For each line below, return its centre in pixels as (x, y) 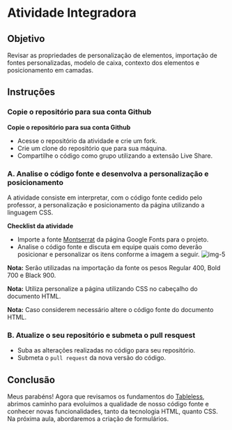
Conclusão (31, 379)
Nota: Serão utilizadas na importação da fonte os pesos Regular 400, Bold (114, 267)
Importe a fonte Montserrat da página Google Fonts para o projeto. (113, 239)
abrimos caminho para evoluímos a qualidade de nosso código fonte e (108, 404)
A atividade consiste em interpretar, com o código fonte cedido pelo (105, 198)
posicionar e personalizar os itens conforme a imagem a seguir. (108, 254)
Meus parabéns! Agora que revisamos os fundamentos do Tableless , (106, 396)
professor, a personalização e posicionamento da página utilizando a (106, 205)
